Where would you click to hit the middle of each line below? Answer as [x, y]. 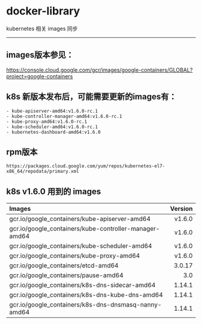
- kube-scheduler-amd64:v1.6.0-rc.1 [52, 127]
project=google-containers [40, 76]
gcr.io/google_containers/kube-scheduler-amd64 [81, 246]
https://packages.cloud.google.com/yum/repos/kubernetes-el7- [86, 166]
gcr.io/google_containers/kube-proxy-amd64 [75, 256]
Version [181, 209]
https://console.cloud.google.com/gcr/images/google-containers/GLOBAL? [99, 70]
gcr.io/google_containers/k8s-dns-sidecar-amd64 [82, 285]
